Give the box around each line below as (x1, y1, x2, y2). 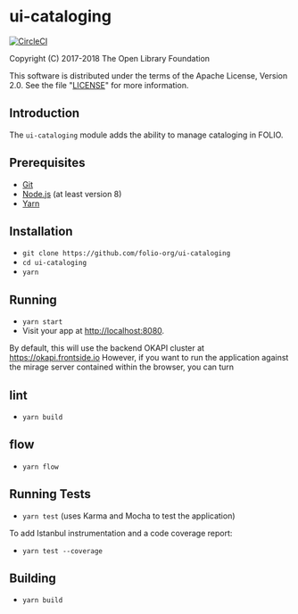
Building (9, 571, 56, 586)
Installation (9, 223, 73, 238)
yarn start (21, 318, 63, 327)
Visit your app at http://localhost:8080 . (21, 326, 165, 336)
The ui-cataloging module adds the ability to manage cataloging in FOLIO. (9, 129, 284, 140)
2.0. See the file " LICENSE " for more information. (9, 79, 189, 90)
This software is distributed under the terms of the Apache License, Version (9, 70, 288, 81)
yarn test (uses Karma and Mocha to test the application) (21, 510, 236, 521)
